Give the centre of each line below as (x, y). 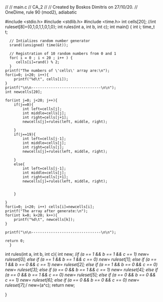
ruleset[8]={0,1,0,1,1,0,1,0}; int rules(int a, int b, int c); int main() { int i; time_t (80, 27)
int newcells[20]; (24, 92)
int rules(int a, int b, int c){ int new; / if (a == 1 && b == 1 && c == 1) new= (77, 254)
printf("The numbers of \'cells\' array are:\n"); (57, 71)
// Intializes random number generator (50, 41)
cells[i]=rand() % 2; (38, 62)
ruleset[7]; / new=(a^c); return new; (40, 285)
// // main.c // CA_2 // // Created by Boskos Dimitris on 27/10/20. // (71, 7)
